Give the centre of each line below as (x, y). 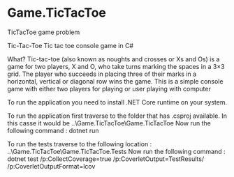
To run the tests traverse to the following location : (80, 144)
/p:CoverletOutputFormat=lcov (51, 166)
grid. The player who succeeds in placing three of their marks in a (102, 74)
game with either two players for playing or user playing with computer (109, 88)
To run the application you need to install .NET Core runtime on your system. (117, 102)
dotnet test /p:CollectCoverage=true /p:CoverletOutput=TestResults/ (106, 159)
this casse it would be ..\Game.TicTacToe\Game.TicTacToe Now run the (109, 123)
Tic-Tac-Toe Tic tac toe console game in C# (71, 45)
